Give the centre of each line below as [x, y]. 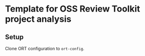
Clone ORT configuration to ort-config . [45, 49]
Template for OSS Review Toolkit [72, 9]
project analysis [38, 19]
